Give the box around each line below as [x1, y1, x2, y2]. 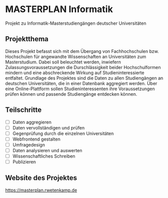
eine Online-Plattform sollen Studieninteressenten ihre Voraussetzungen [5, 86, 155, 92]
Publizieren [12, 159, 36, 165]
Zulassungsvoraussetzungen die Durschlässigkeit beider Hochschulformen [5, 64, 161, 70]
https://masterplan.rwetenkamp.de [5, 187, 77, 193]
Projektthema [5, 35, 49, 43]
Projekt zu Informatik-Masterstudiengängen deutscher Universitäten [5, 20, 147, 26]
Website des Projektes [5, 174, 77, 182]
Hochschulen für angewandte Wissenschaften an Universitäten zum [5, 53, 146, 59]
